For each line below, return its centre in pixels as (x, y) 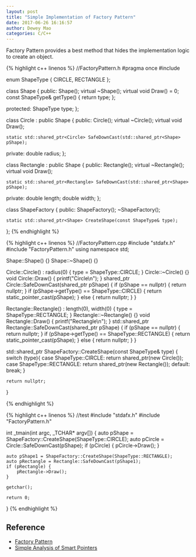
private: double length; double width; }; (54, 198)
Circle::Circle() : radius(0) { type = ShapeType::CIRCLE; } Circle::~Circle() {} (98, 272)
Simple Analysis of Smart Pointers (56, 548)
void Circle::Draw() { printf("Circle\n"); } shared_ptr (68, 278)
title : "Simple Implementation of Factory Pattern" (71, 17)
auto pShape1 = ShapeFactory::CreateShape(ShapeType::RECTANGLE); (89, 456)
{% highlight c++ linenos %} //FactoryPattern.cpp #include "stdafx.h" (91, 243)
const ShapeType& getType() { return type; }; (61, 98)
